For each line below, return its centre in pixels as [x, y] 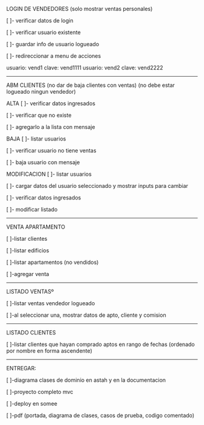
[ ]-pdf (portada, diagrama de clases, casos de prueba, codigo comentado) [100, 415]
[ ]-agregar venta [28, 274]
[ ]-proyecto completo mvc [40, 392]
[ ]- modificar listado [32, 209]
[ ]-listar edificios [28, 251]
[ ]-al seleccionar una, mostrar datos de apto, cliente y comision [86, 315]
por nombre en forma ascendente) [49, 351]
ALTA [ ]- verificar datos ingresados [51, 103]
